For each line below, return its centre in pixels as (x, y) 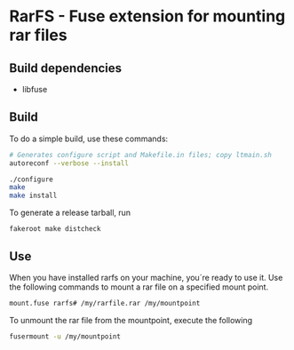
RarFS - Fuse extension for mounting (147, 16)
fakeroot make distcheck (55, 229)
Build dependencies (66, 68)
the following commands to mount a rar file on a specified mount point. (139, 287)
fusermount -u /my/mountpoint (65, 336)
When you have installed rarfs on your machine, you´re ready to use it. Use (146, 278)
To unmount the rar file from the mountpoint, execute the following (131, 320)
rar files (39, 35)
